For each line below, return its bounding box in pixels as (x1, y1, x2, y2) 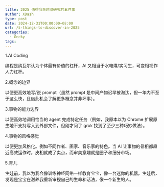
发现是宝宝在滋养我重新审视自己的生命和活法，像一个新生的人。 (5, 176, 134, 182)
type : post (5, 16, 27, 21)
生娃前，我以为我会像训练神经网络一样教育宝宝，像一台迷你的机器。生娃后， (5, 170, 160, 176)
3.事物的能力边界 (5, 106, 39, 112)
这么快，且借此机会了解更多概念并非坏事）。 (9, 95, 97, 101)
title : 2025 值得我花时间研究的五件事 (5, 7, 75, 12)
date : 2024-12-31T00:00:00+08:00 (5, 21, 73, 26)
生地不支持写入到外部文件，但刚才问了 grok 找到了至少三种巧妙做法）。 (5, 122, 148, 128)
